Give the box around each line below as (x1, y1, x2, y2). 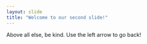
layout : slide (6, 8, 43, 15)
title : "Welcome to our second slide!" (6, 14, 108, 20)
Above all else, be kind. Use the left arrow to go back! (6, 31, 141, 38)
